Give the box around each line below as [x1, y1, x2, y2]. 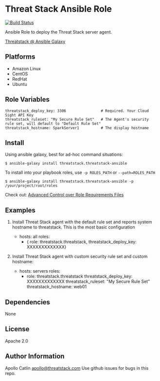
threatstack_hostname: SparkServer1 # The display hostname [5, 126, 149, 130]
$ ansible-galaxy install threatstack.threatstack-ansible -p [5, 179, 134, 184]
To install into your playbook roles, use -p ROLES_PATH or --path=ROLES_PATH [5, 169, 156, 175]
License [5, 325, 30, 333]
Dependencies [5, 298, 50, 306]
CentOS [12, 71, 28, 77]
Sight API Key [5, 112, 34, 118]
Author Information [5, 352, 65, 360]
